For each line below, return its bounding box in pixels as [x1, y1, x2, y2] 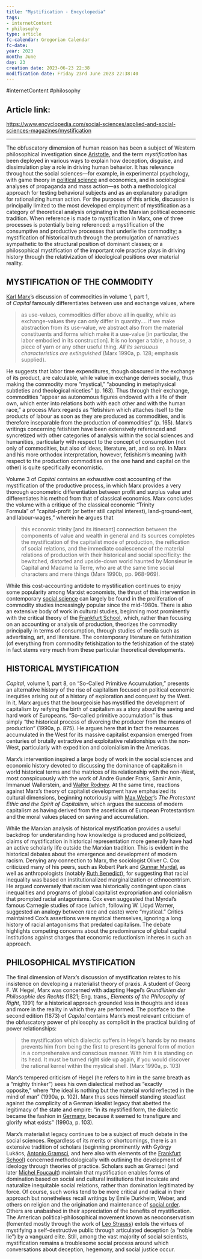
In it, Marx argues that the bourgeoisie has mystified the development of [6, 699, 185, 706]
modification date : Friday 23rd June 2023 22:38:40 [6, 71, 138, 77]
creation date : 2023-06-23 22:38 [6, 65, 90, 71]
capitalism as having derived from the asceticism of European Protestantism [6, 806, 195, 814]
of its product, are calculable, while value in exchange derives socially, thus [6, 374, 194, 381]
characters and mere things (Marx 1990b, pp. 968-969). [20, 570, 161, 578]
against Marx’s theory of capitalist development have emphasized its [6, 787, 176, 795]
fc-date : [6, 43, 28, 49]
